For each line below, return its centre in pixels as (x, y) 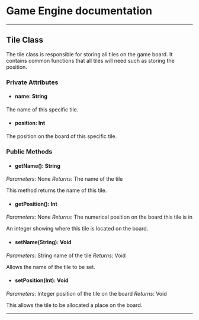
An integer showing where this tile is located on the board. (77, 229)
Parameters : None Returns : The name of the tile (65, 179)
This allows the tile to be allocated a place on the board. (74, 305)
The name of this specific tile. (42, 109)
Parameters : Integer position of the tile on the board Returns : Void (86, 293)
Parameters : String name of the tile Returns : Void (66, 255)
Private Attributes (32, 82)
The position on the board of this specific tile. (62, 136)
